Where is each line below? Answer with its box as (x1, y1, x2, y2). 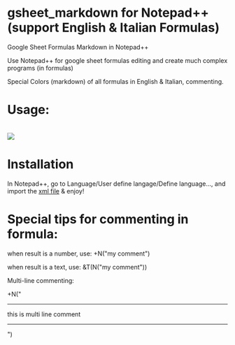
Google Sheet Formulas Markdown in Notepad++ (7, 43, 149, 51)
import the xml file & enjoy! (7, 186, 85, 195)
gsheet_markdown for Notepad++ (7, 5, 210, 21)
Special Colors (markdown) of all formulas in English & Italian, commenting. (7, 77, 224, 85)
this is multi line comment (7, 309, 81, 318)
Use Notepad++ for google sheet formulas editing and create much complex (7, 56, 228, 64)
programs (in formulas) (7, 64, 73, 72)
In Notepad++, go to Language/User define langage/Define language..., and (7, 179, 226, 188)
